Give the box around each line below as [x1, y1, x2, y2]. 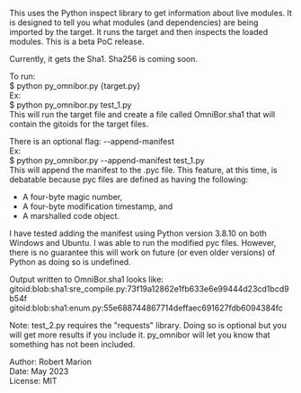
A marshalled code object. [22, 211, 120, 221]
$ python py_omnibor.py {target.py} [9, 81, 141, 91]
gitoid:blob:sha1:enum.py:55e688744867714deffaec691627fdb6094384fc [9, 302, 283, 313]
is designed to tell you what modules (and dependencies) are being [9, 17, 259, 28]
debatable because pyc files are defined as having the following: [9, 174, 249, 185]
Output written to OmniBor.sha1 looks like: [9, 274, 164, 284]
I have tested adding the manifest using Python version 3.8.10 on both [9, 228, 268, 239]
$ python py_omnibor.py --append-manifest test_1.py [9, 155, 205, 165]
